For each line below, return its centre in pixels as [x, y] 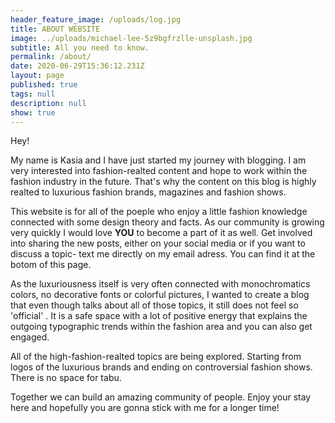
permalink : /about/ [51, 57]
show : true [33, 112]
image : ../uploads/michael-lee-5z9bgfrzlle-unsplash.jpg [131, 38]
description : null [48, 103]
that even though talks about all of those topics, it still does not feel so [154, 305]
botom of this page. [51, 265]
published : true [44, 85]
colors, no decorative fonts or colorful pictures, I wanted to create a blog [160, 295]
